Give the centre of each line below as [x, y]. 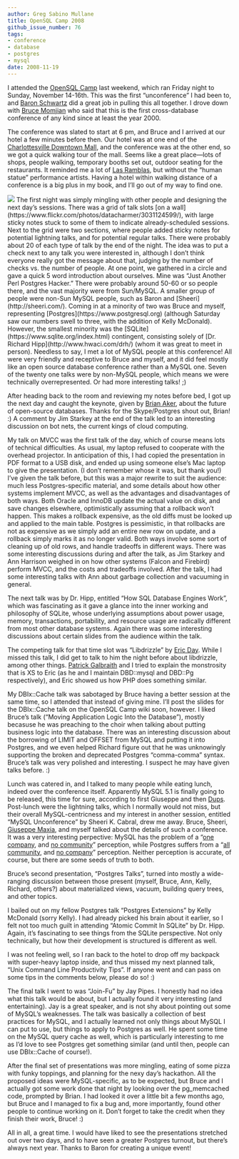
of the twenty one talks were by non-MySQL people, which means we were [118, 374]
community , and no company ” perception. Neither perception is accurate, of [119, 852]
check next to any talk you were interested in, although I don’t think [106, 253]
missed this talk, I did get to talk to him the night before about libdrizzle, [113, 657]
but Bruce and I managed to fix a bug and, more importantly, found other [114, 1103]
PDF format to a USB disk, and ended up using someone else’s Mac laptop [117, 462]
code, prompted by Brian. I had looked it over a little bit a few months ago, [116, 1096]
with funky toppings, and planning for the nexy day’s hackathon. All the [112, 1073]
